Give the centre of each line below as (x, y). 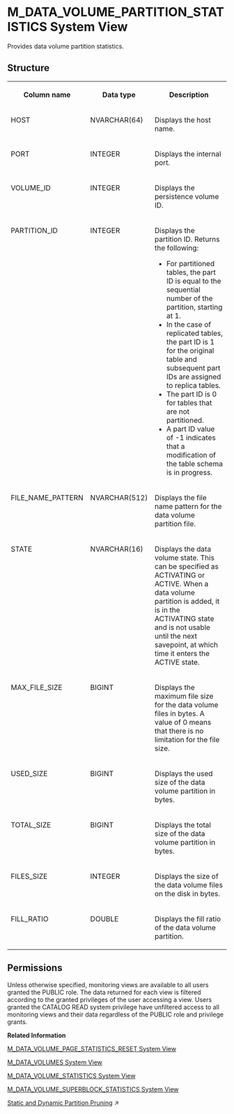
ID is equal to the (194, 281)
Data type (119, 95)
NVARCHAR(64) (117, 120)
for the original (190, 350)
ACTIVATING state (184, 618)
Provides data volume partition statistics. (65, 46)
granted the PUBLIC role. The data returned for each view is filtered (104, 992)
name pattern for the (188, 506)
